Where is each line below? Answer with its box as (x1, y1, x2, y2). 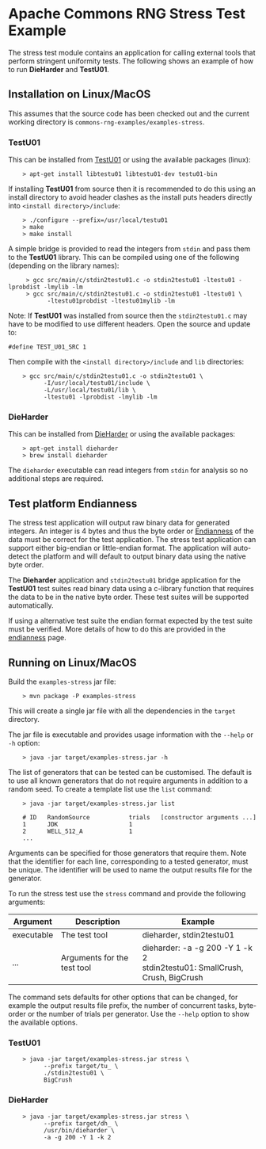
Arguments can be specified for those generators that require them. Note (8, 848, 247, 857)
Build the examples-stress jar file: (8, 677, 116, 686)
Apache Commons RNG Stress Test (8, 5, 245, 23)
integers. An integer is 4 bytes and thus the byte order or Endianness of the (8, 526, 255, 536)
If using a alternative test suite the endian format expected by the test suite (8, 616, 253, 626)
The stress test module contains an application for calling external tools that (8, 48, 256, 57)
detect (8, 552, 29, 561)
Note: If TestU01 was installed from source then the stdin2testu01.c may (8, 311, 248, 321)
